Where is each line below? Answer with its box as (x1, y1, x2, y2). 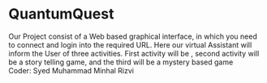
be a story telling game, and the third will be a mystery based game (8, 57, 234, 67)
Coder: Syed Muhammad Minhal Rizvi (8, 65, 134, 75)
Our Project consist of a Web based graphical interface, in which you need (8, 31, 257, 41)
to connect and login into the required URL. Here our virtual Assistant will (8, 39, 252, 49)
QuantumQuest (8, 5, 114, 23)
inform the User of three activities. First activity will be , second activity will (8, 48, 260, 58)
